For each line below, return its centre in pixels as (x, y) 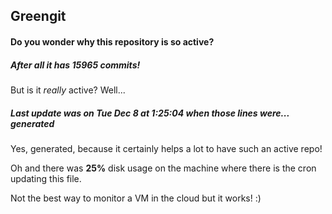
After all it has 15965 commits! (75, 65)
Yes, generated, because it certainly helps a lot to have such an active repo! (166, 148)
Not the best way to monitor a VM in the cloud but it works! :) (136, 198)
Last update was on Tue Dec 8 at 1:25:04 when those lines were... (150, 113)
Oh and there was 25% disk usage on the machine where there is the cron (163, 168)
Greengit (38, 16)
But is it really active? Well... (68, 90)
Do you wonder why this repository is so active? (112, 41)
